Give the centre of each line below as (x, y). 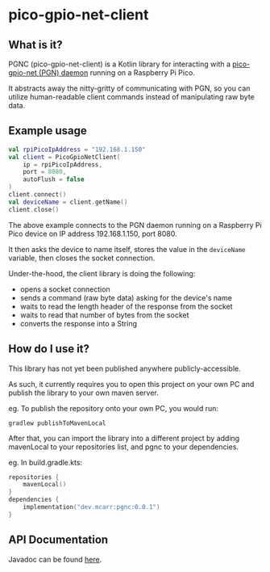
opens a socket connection (65, 289)
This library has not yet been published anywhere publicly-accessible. (125, 368)
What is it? (35, 45)
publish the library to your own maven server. (83, 393)
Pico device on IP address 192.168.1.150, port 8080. (93, 233)
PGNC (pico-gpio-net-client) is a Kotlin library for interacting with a (120, 64)
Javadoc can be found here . (55, 559)
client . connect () (37, 195)
